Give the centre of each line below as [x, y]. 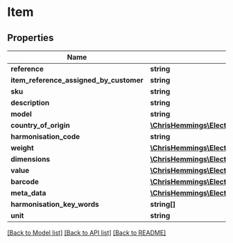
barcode [25, 182]
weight [23, 148]
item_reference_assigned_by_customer [77, 80]
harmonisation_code [45, 136]
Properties [31, 38]
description [30, 103]
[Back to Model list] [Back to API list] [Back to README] [87, 233]
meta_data [28, 193]
